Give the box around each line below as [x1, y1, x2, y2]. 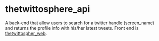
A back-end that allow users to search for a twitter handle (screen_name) [5, 20, 155, 26]
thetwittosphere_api [5, 3, 90, 15]
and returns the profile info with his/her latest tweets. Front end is [5, 25, 139, 31]
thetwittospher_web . [5, 30, 47, 36]
